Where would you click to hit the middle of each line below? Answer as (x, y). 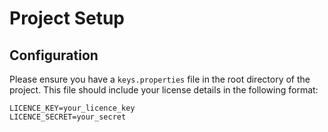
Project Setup (67, 18)
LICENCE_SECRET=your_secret (68, 117)
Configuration (54, 55)
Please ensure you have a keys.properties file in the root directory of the (160, 79)
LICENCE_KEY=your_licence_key (72, 108)
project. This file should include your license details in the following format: (164, 90)
